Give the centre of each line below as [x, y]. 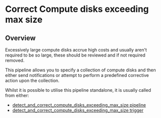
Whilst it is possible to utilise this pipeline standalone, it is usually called [78, 90]
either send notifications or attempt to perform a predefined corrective [77, 75]
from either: [17, 95]
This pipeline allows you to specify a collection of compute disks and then [80, 70]
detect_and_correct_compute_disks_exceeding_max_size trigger [78, 110]
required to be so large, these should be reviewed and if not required [75, 55]
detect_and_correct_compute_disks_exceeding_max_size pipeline [79, 105]
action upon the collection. [32, 81]
